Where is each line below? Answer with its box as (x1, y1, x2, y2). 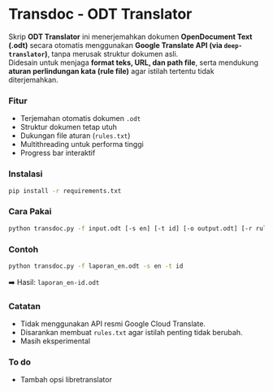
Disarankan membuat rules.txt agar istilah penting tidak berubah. (19, 328, 243, 338)
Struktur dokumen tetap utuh (19, 123, 118, 132)
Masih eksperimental (19, 336, 91, 346)
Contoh (8, 243, 39, 255)
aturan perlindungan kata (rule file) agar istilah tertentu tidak (8, 66, 214, 75)
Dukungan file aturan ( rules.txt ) (19, 131, 131, 140)
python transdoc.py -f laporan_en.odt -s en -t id (8, 261, 184, 270)
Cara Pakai (8, 206, 52, 218)
